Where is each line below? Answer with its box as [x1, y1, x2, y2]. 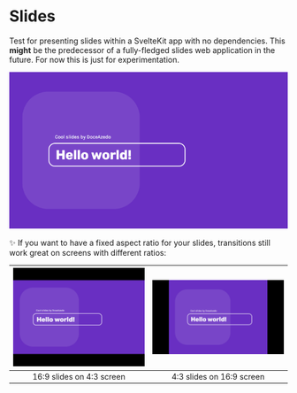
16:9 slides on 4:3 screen [32, 371, 126, 381]
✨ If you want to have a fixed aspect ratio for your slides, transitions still [9, 237, 271, 249]
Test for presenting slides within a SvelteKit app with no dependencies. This [9, 35, 286, 46]
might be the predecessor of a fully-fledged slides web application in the [9, 44, 276, 55]
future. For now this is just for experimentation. [9, 54, 179, 65]
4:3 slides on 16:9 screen [171, 371, 265, 381]
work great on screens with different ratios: [9, 248, 167, 258]
